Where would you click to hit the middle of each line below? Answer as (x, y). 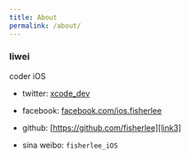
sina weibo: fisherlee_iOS (70, 145)
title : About (33, 17)
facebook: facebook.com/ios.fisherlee (92, 110)
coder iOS (28, 76)
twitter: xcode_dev (56, 93)
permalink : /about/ (45, 26)
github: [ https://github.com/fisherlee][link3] (102, 127)
